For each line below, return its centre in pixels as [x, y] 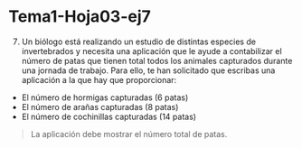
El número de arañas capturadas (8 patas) [100, 106]
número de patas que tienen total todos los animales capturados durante [157, 60]
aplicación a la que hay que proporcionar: [99, 79]
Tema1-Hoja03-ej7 [80, 17]
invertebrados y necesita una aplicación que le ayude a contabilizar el [151, 51]
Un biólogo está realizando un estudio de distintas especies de [139, 42]
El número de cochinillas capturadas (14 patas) [109, 116]
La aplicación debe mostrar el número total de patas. [129, 134]
